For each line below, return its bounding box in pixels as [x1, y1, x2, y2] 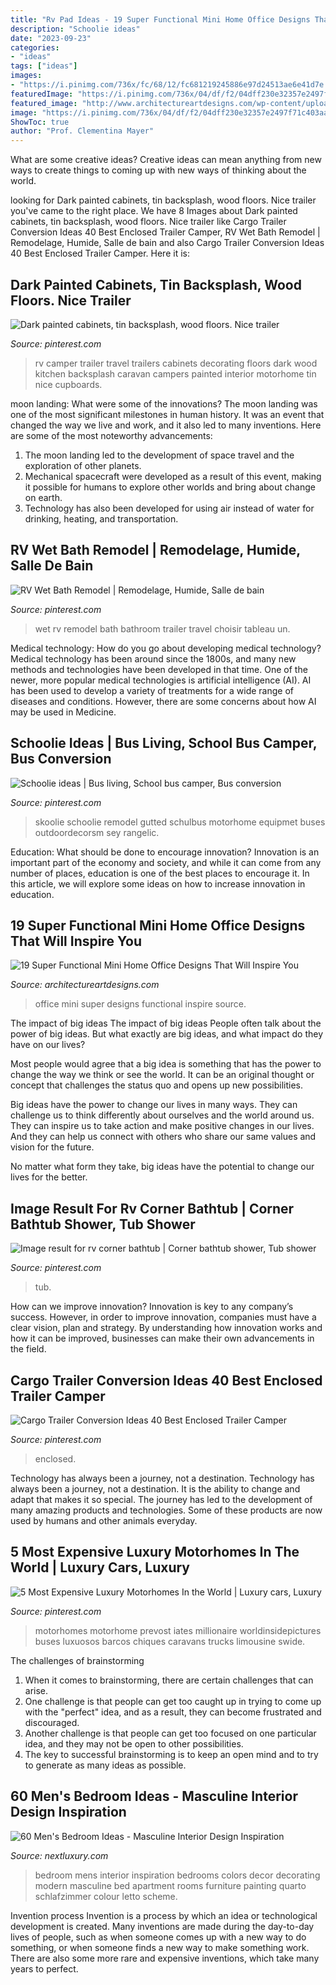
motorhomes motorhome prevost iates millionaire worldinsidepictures [34, 1624, 322, 1636]
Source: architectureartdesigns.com [10, 979, 160, 991]
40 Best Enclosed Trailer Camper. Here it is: [10, 247, 190, 260]
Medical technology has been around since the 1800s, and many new [10, 652, 297, 665]
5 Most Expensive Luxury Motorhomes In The [10, 1544, 300, 1561]
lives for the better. [10, 1171, 88, 1183]
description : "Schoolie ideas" [10, 24, 141, 34]
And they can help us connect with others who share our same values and [10, 1131, 317, 1143]
